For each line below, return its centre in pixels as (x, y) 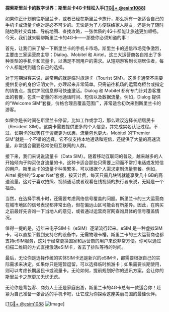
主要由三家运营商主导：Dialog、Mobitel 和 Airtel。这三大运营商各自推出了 (81, 55)
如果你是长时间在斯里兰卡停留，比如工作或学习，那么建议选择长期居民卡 (80, 120)
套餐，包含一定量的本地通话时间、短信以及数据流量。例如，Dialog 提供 (87, 97)
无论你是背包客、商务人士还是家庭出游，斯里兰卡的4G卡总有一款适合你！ (81, 288)
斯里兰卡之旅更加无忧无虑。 (34, 277)
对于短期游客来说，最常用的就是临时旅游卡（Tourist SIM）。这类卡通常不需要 (84, 78)
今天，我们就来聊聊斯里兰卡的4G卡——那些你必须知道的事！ (68, 38)
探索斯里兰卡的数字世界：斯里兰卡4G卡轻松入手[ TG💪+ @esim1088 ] (75, 8)
